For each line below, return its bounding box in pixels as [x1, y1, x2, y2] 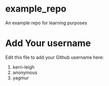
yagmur [12, 74, 29, 81]
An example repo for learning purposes [5, 20, 87, 26]
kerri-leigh [12, 64, 34, 70]
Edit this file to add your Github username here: [5, 54, 104, 60]
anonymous [12, 69, 38, 75]
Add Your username [5, 37, 91, 49]
